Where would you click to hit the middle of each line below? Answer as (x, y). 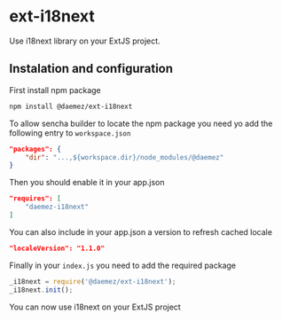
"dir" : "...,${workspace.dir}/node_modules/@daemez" (125, 157)
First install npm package (55, 90)
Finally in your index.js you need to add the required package (123, 265)
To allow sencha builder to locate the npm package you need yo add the (141, 123)
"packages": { (35, 149)
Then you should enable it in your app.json (87, 183)
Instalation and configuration (91, 69)
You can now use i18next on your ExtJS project (95, 307)
